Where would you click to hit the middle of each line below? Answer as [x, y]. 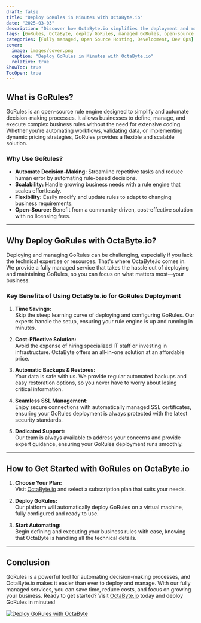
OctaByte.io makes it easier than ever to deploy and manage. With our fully [98, 583]
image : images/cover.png [42, 51]
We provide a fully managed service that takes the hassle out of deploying [98, 268]
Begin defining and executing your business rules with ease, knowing [100, 532]
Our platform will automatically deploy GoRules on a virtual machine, [99, 507]
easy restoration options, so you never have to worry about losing [96, 383]
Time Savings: [33, 309]
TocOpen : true [24, 73]
